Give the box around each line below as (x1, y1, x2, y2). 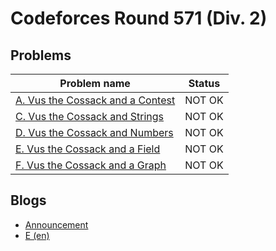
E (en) (24, 229, 50, 241)
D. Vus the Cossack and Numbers (15, 126, 174, 139)
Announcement (24, 218, 89, 231)
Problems (10, 47, 72, 64)
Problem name (59, 77, 131, 90)
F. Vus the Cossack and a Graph (15, 158, 167, 172)
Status (188, 77, 221, 90)
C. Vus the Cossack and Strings (15, 110, 165, 123)
